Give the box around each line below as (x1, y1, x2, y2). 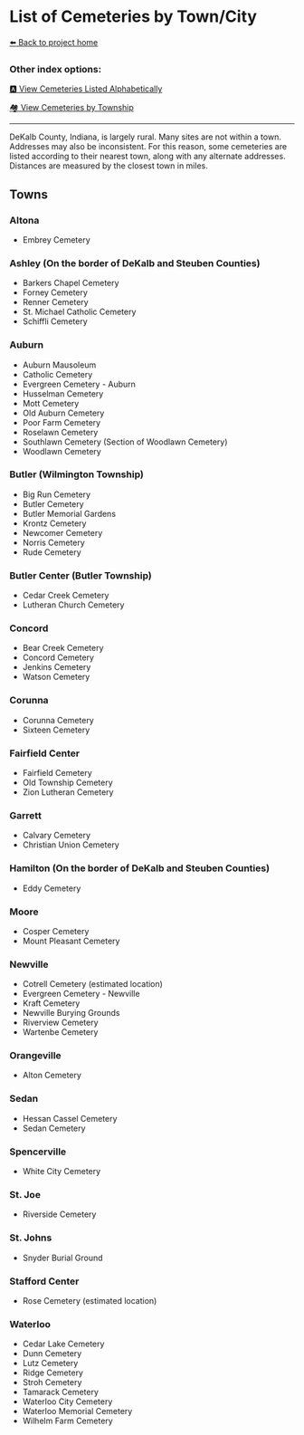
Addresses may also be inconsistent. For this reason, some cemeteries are (9, 141, 288, 152)
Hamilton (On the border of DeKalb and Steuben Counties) (9, 862, 270, 875)
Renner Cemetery (22, 297, 89, 308)
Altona (9, 214, 40, 226)
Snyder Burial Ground (22, 1252, 103, 1263)
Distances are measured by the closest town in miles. (9, 160, 208, 171)
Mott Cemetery (22, 397, 80, 408)
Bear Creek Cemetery (22, 643, 104, 654)
